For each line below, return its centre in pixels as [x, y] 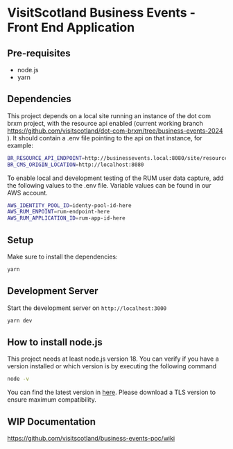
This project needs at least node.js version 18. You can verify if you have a [113, 359]
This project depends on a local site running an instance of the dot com [109, 115]
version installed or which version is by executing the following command [112, 366]
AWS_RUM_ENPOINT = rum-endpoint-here [59, 212]
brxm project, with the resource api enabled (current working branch [105, 123]
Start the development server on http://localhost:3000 [87, 308]
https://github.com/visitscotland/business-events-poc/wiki [91, 439]
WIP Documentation [51, 422]
